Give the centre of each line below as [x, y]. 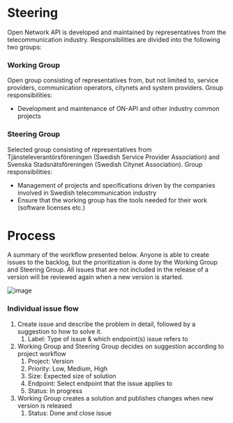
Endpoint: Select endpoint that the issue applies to [100, 383]
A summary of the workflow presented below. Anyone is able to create [108, 255]
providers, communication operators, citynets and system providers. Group [115, 88]
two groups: [24, 47]
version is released [44, 406]
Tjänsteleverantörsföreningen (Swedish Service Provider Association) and [113, 157]
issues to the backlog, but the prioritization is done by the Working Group [112, 262]
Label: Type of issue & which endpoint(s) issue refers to [108, 339]
